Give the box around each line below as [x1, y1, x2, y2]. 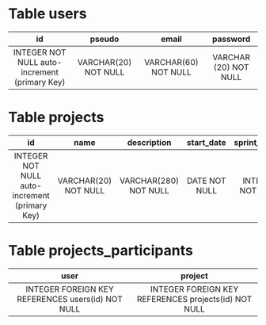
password [212, 33, 251, 44]
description [127, 136, 172, 147]
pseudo [89, 33, 120, 44]
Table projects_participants [8, 242, 194, 260]
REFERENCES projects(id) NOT [136, 293, 253, 304]
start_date [186, 136, 226, 147]
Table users [8, 5, 87, 23]
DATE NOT [186, 175, 226, 186]
